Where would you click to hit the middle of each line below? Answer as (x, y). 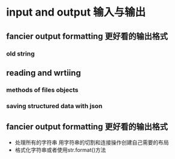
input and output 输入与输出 (76, 12)
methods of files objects (43, 90)
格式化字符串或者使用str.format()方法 (60, 149)
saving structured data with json (55, 106)
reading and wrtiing (43, 73)
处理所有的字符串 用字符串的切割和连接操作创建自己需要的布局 (92, 142)
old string (20, 53)
